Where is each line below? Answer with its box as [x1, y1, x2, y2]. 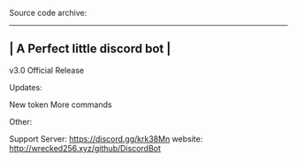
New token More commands [9, 99, 112, 110]
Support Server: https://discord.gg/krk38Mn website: [9, 133, 203, 144]
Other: [9, 116, 33, 127]
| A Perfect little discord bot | [9, 42, 171, 57]
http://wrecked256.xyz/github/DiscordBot [9, 143, 162, 153]
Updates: [9, 81, 42, 92]
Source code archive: [9, 8, 88, 18]
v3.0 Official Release [9, 65, 85, 75]
